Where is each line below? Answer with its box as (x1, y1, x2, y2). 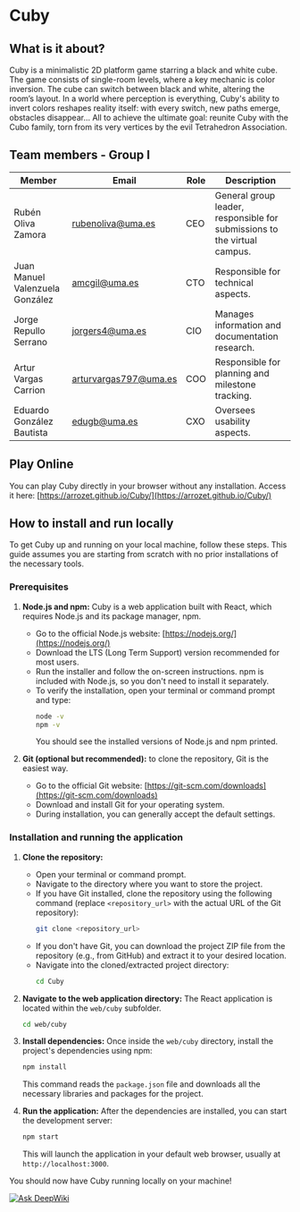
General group (214, 189, 276, 201)
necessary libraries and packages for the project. (21, 1089, 204, 1099)
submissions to (214, 223, 279, 235)
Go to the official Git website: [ (35, 780, 148, 792)
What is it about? (9, 41, 105, 56)
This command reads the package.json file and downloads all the (21, 1079, 261, 1089)
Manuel (13, 270, 46, 283)
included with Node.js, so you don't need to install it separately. (35, 675, 270, 686)
